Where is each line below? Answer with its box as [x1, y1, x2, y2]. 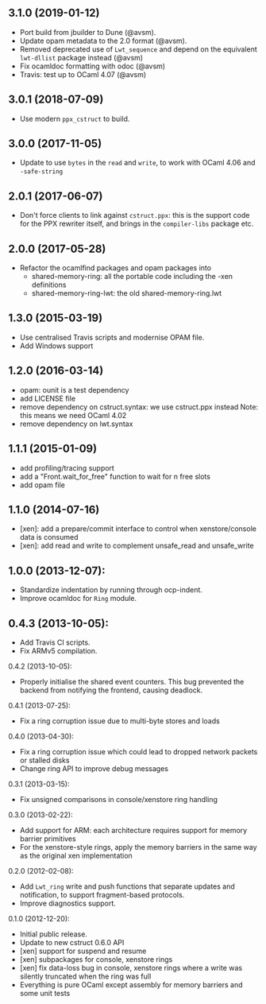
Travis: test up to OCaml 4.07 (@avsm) [19, 69, 147, 79]
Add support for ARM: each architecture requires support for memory [19, 825, 248, 835]
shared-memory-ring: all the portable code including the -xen [31, 272, 233, 281]
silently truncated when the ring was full [19, 971, 152, 981]
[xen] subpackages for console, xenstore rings [19, 954, 173, 964]
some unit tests [19, 988, 71, 998]
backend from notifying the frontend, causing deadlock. [19, 685, 203, 695]
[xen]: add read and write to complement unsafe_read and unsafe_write [19, 541, 254, 551]
